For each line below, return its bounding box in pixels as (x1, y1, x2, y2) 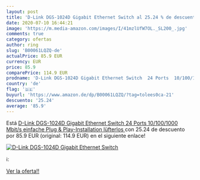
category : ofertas (6, 36, 52, 42)
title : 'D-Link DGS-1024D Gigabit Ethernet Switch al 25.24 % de (6, 14, 171, 20)
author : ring (6, 42, 39, 48)
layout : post (6, 8, 39, 15)
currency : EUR (6, 58, 42, 64)
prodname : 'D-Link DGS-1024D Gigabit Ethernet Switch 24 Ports (6, 75, 169, 81)
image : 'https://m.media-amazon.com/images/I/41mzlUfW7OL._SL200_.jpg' (6, 25, 187, 32)
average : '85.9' (6, 103, 46, 109)
